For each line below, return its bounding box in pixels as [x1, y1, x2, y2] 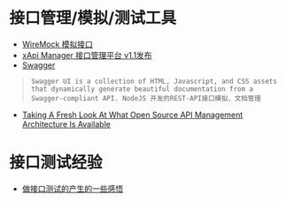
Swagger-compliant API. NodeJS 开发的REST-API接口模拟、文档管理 [30, 94, 261, 102]
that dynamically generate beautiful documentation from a [30, 85, 254, 94]
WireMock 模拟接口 [21, 39, 93, 49]
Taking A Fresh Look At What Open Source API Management [21, 109, 243, 120]
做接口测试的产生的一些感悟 [21, 183, 124, 194]
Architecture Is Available [21, 118, 111, 129]
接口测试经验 [9, 153, 104, 173]
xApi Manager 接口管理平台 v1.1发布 [21, 49, 152, 60]
